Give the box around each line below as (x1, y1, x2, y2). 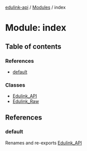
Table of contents (5, 42, 61, 51)
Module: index (5, 22, 66, 33)
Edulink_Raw (12, 98, 39, 104)
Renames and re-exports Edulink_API (5, 139, 82, 146)
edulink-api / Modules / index (5, 5, 66, 10)
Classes (5, 81, 26, 88)
